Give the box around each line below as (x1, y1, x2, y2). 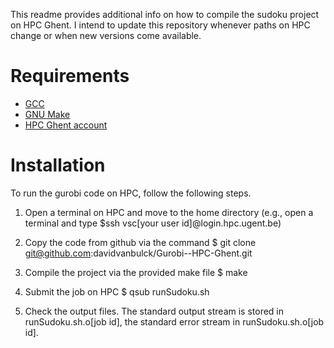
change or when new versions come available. (10, 30, 202, 41)
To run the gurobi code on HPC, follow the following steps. (10, 187, 252, 199)
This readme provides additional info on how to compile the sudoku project (10, 9, 320, 20)
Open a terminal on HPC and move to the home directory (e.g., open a (24, 206, 314, 218)
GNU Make (24, 108, 71, 120)
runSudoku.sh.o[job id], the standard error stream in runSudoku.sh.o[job (24, 315, 325, 328)
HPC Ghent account (24, 119, 108, 131)
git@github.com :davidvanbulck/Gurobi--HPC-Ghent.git (24, 247, 253, 259)
